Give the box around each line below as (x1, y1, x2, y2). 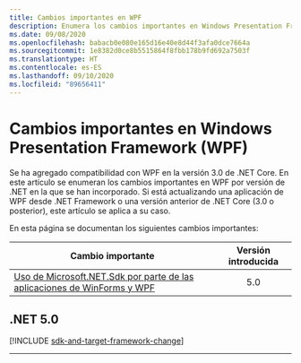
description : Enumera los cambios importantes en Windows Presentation (9, 22, 282, 30)
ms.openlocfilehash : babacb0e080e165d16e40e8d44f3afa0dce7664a (9, 38, 251, 48)
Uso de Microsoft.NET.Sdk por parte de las (13, 270, 194, 282)
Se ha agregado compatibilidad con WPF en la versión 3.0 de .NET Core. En (9, 167, 289, 177)
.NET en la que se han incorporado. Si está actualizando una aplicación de (9, 186, 284, 197)
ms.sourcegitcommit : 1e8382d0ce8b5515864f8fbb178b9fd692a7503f (9, 47, 251, 56)
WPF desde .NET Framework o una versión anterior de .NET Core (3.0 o (9, 195, 275, 206)
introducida (228, 255, 279, 267)
